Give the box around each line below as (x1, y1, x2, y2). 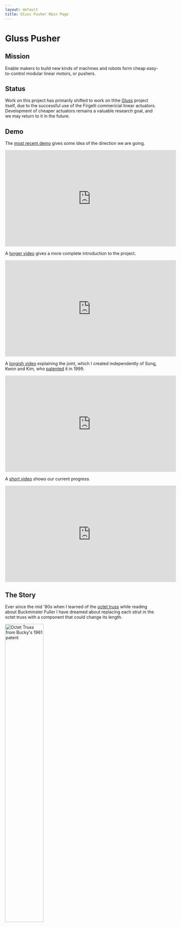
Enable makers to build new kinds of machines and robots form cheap (5, 65, 146, 71)
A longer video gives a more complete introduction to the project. (5, 251, 136, 256)
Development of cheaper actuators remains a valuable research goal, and (5, 108, 153, 114)
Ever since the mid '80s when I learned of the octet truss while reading (5, 603, 147, 609)
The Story (5, 591, 36, 599)
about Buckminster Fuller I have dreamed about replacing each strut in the (5, 609, 154, 615)
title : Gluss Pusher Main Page (5, 12, 69, 17)
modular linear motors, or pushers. (26, 70, 96, 76)
